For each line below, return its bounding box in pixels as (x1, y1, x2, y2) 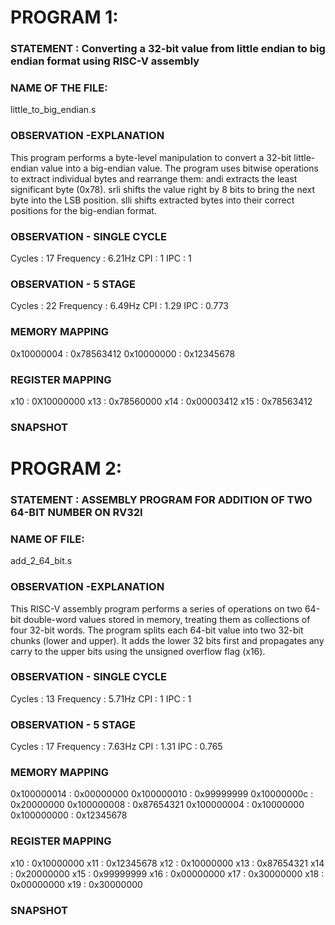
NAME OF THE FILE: (10, 81, 108, 95)
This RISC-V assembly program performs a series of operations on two (10, 602, 303, 615)
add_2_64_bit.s (10, 555, 73, 567)
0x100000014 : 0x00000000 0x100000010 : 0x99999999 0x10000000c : (10, 788, 314, 800)
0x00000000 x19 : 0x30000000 (10, 878, 143, 890)
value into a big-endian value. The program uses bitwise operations (40, 162, 319, 174)
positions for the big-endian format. (10, 204, 157, 216)
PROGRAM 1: (10, 6, 119, 29)
